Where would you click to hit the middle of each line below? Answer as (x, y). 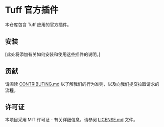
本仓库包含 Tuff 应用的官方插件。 (38, 25)
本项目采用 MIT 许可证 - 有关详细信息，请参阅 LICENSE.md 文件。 (71, 120)
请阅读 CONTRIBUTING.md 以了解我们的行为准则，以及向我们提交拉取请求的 (82, 84)
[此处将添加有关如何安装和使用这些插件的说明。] (53, 54)
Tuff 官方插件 (32, 10)
